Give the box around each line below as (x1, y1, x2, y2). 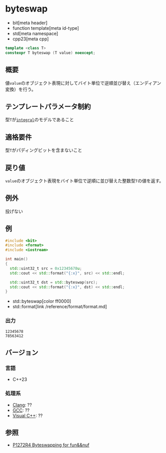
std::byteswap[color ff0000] (12, 298, 71, 304)
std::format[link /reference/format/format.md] (12, 304, 107, 310)
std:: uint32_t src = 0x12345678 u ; (10, 266, 82, 271)
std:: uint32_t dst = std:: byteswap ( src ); (10, 279, 98, 285)
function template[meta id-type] (12, 25, 79, 31)
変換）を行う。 (5, 86, 36, 92)
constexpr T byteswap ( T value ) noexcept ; (5, 50, 96, 55)
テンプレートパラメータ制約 (5, 102, 91, 111)
